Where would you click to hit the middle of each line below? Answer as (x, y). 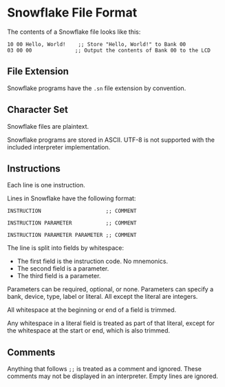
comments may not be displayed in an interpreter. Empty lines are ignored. (113, 376)
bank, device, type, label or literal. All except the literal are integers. (103, 297)
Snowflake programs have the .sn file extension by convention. (97, 88)
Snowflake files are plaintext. (48, 126)
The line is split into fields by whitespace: (65, 248)
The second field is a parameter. (63, 269)
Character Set (38, 110)
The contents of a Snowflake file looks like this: (74, 32)
